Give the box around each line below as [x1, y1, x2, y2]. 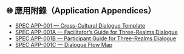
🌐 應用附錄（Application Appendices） [6, 5, 156, 16]
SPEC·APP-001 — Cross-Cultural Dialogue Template [15, 22, 146, 29]
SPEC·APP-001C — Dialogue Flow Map [15, 41, 113, 48]
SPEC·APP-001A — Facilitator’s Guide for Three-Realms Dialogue [15, 28, 178, 35]
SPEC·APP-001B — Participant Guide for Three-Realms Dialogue [15, 35, 177, 42]
